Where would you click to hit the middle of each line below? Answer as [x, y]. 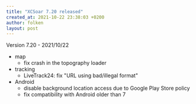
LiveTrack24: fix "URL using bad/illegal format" [81, 75]
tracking [25, 70]
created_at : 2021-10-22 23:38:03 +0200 [55, 17]
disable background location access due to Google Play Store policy [107, 88]
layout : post [22, 28]
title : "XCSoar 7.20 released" [45, 12]
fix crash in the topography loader [65, 63]
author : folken [25, 23]
